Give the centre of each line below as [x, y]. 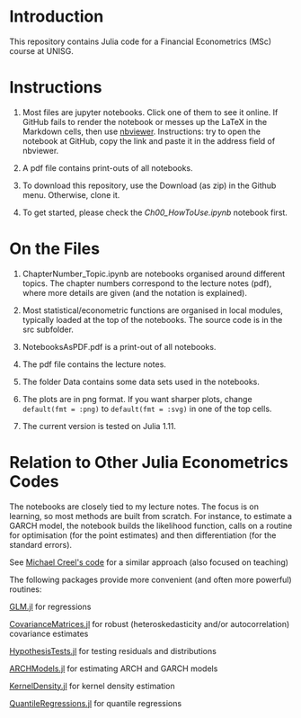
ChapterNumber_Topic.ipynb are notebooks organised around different [154, 274]
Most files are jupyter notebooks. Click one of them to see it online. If [150, 112]
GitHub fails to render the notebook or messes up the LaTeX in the [145, 121]
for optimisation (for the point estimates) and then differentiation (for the [143, 535]
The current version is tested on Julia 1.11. [99, 426]
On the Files [55, 249]
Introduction [57, 17]
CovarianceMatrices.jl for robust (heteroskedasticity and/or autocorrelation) [150, 624]
